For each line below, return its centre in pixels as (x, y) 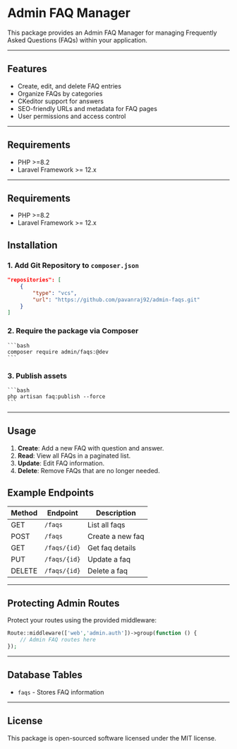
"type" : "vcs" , (55, 293)
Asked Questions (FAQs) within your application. (78, 40)
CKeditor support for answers (61, 101)
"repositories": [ (34, 280)
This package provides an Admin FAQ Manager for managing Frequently (112, 33)
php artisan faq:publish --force (56, 396)
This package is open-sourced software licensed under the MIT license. (112, 738)
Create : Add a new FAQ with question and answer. (91, 448)
